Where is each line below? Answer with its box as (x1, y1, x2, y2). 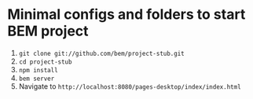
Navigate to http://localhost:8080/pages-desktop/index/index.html (18, 81, 241, 91)
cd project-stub (18, 57, 72, 66)
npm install (18, 66, 58, 74)
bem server (18, 75, 55, 82)
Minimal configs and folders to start (7, 5, 246, 24)
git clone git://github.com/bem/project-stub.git (18, 49, 185, 57)
